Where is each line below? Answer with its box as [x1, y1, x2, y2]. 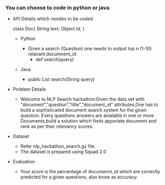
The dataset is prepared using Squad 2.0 [20, 149, 106, 155]
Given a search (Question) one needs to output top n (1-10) [28, 46, 152, 52]
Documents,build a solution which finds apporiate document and [20, 118, 157, 124]
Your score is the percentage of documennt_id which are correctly [20, 169, 160, 175]
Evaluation [12, 158, 35, 165]
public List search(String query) [28, 76, 95, 83]
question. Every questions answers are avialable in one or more [20, 112, 154, 119]
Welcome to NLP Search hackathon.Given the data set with [20, 96, 145, 102]
